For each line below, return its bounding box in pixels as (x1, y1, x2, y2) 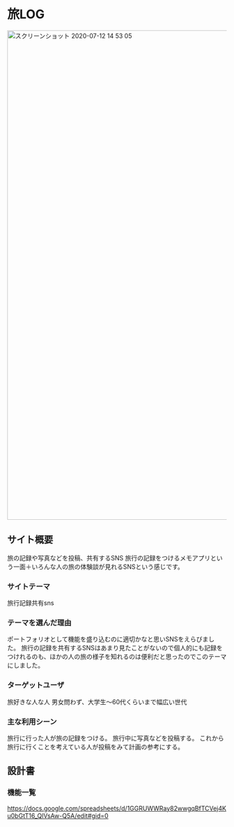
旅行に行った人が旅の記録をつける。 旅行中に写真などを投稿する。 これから (7, 733, 224, 742)
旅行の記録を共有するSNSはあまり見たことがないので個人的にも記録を (20, 643, 223, 653)
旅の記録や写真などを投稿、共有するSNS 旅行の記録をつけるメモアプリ (7, 553, 211, 562)
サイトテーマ (7, 581, 51, 591)
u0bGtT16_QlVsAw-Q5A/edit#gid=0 (7, 811, 109, 820)
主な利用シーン (7, 717, 57, 727)
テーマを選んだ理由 (7, 618, 72, 627)
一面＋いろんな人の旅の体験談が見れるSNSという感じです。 (13, 562, 185, 571)
